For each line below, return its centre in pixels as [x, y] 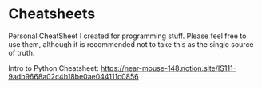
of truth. [22, 52]
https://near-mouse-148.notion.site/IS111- [169, 68]
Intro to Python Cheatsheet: [54, 68]
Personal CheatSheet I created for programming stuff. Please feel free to [127, 36]
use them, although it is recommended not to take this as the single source [131, 44]
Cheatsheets [52, 14]
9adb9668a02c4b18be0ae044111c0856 [73, 76]
